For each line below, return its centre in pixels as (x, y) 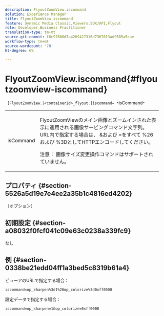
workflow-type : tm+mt (27, 42)
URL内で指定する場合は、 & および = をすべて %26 (97, 135)
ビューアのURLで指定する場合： (37, 280)
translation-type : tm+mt (30, 32)
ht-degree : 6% (20, 50)
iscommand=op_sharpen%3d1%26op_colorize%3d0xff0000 (59, 290)
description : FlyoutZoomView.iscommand (46, 10)
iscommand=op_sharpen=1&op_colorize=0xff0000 (52, 309)
